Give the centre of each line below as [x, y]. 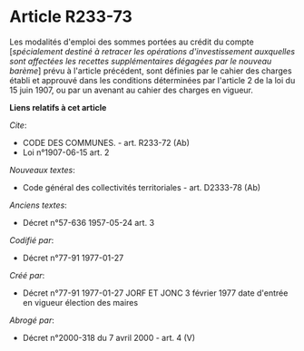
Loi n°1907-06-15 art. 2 [66, 152]
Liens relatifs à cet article [58, 107]
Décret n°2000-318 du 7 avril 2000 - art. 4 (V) [109, 337]
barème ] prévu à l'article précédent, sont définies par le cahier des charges [151, 71]
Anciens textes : [39, 205]
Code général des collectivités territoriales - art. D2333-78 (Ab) [142, 187]
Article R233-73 [71, 17]
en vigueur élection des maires [80, 302]
